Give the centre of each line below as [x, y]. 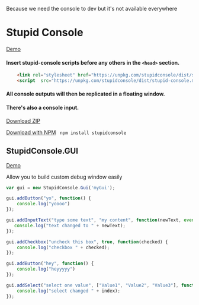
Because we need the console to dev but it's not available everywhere [92, 9]
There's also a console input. [42, 108]
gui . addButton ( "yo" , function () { [49, 198]
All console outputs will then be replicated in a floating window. [86, 94]
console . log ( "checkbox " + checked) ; [63, 247]
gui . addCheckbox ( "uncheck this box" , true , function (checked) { [87, 242]
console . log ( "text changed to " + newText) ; [70, 225]
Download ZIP [23, 120]
